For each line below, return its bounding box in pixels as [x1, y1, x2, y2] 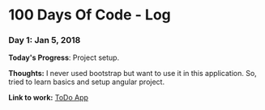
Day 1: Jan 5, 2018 [8, 35, 81, 46]
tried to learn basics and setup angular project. [8, 77, 165, 87]
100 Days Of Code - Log [8, 6, 172, 24]
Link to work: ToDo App [8, 93, 89, 103]
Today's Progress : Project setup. [8, 53, 120, 62]
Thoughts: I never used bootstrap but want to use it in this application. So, [8, 69, 257, 78]
